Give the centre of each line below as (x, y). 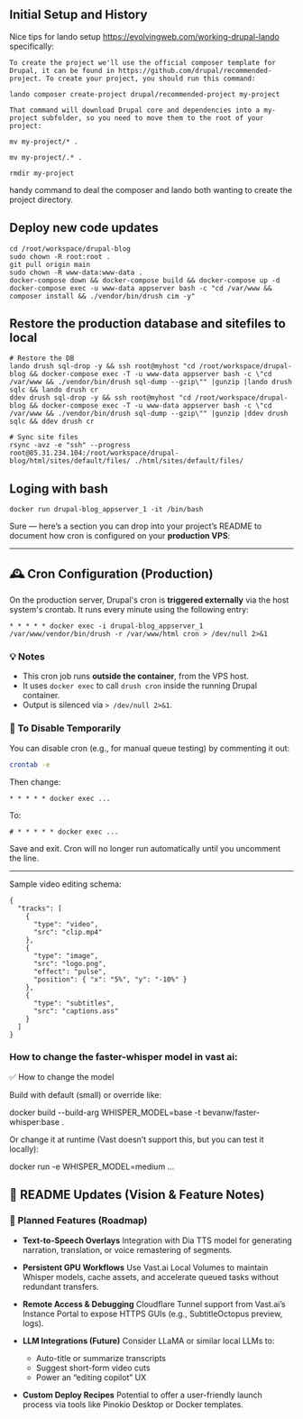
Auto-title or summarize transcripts (101, 1358)
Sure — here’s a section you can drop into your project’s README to (136, 526)
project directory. (41, 199)
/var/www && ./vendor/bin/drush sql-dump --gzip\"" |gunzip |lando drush (151, 382)
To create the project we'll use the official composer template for (143, 62)
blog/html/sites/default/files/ (70, 461)
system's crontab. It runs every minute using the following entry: (129, 610)
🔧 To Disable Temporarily (65, 728)
